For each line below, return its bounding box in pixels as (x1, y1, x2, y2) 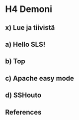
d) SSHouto (5, 91, 42, 100)
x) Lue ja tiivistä (5, 23, 55, 32)
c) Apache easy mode (5, 74, 75, 83)
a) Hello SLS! (5, 40, 46, 48)
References (5, 108, 42, 117)
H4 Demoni (5, 3, 53, 15)
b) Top (5, 57, 26, 66)
